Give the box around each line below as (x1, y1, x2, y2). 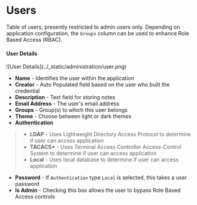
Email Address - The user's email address (14, 100, 120, 108)
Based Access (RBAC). (6, 36, 63, 43)
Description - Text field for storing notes (14, 94, 116, 101)
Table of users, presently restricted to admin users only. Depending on (6, 23, 180, 30)
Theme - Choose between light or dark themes (14, 113, 132, 120)
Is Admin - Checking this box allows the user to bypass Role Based (14, 186, 181, 194)
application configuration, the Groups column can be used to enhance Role (6, 29, 190, 36)
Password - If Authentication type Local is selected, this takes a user (14, 174, 187, 181)
